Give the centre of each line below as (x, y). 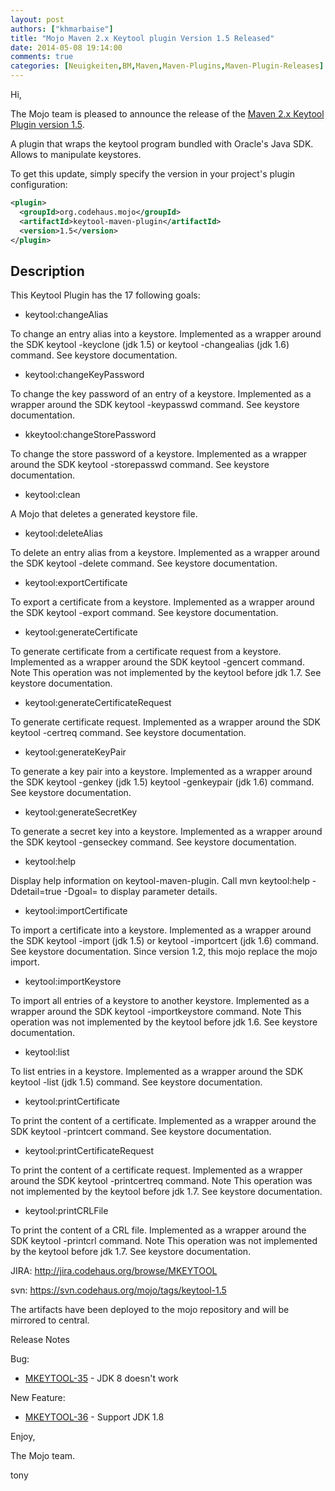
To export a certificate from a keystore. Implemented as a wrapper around (162, 602)
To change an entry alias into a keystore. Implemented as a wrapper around (166, 334)
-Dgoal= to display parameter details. (140, 892)
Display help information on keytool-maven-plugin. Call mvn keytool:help (160, 881)
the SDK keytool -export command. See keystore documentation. (144, 613)
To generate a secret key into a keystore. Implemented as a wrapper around (166, 832)
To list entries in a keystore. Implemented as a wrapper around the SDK (157, 1072)
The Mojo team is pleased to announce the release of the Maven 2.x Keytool (167, 114)
